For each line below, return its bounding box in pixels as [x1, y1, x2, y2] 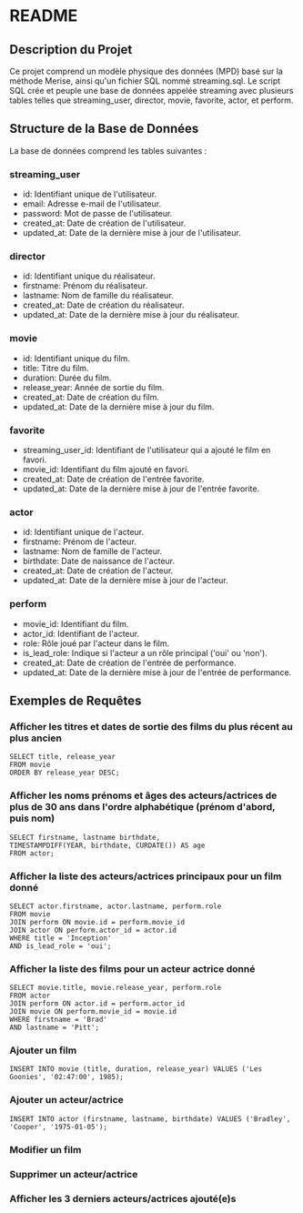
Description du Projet [9, 42, 133, 57]
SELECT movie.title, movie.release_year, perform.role [9, 984, 222, 993]
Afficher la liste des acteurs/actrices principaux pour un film [9, 870, 282, 883]
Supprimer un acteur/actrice [9, 1168, 138, 1180]
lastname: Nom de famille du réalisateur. [22, 290, 175, 301]
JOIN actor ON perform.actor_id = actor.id [9, 925, 177, 935]
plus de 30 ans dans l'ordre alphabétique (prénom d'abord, [9, 801, 276, 814]
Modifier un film [9, 1143, 82, 1156]
